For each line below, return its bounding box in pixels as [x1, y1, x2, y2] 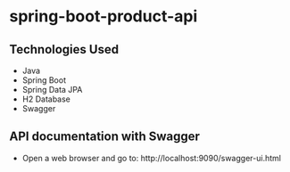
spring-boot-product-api [9, 6, 198, 27]
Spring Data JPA [21, 85, 83, 94]
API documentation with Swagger [9, 129, 201, 144]
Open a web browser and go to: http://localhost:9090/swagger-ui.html [21, 152, 281, 163]
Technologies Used [9, 42, 119, 57]
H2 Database [21, 94, 71, 104]
